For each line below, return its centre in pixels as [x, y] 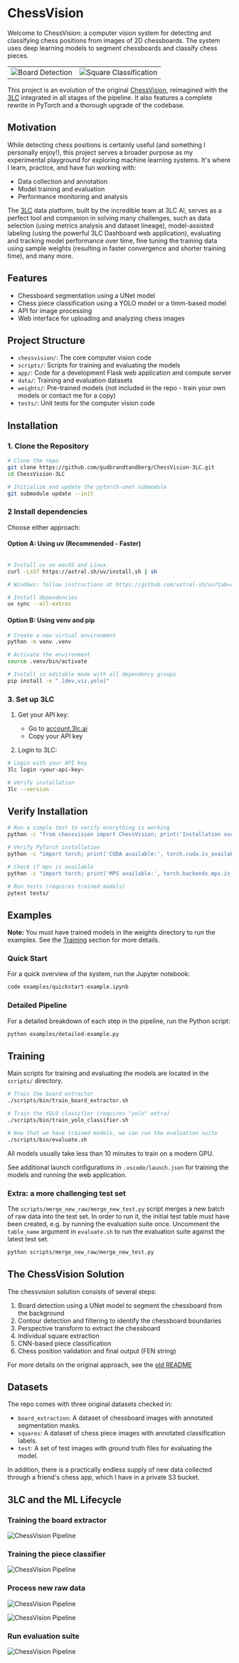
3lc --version [28, 789]
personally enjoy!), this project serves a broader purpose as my [100, 152]
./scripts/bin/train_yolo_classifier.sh [68, 1120]
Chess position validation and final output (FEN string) [97, 1351]
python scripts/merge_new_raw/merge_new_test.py [81, 1252]
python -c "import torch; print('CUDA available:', [85, 854]
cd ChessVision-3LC [36, 474]
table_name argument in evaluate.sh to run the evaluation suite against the [116, 1231]
